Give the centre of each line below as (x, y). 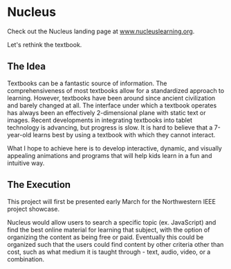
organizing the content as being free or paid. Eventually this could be (105, 237)
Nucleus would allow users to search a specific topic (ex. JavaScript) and (112, 222)
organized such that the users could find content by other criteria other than (115, 244)
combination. (26, 259)
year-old (19, 134)
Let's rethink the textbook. (45, 44)
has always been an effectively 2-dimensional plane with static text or (107, 112)
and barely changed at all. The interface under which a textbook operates (112, 105)
